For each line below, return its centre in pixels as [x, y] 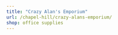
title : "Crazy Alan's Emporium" [47, 12]
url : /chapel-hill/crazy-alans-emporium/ [59, 17]
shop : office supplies [35, 23]
